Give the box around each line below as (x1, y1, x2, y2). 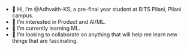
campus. (11, 12, 34, 19)
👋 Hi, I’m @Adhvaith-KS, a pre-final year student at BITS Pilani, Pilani (11, 6, 182, 12)
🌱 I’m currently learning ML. (11, 24, 81, 32)
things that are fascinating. (11, 37, 79, 44)
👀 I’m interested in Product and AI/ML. (11, 18, 106, 25)
